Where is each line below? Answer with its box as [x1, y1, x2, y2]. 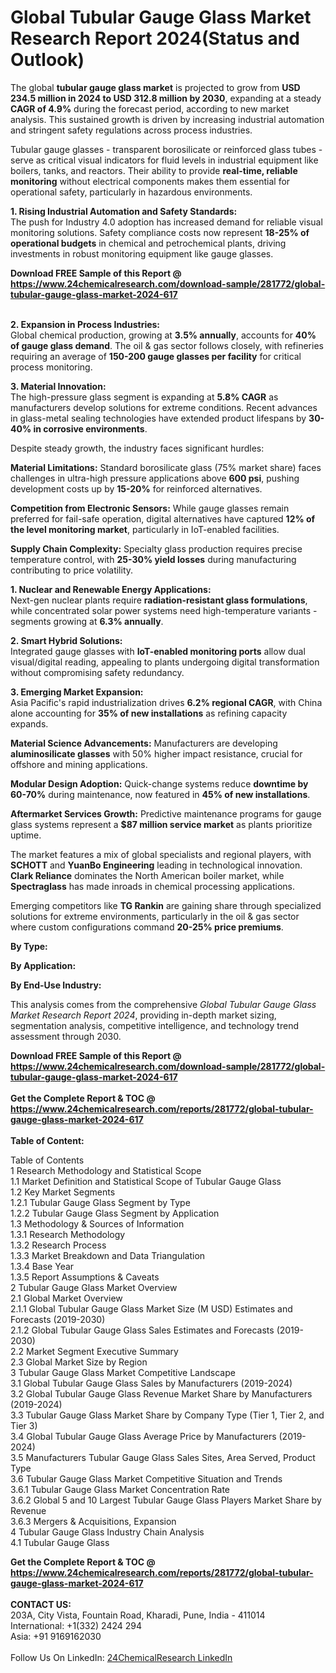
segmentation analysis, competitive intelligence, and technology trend [10, 1019, 299, 1031]
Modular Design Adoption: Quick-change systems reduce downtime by [10, 777, 309, 790]
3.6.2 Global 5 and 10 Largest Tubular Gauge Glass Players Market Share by [10, 1494, 322, 1506]
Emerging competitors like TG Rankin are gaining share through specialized [10, 899, 322, 911]
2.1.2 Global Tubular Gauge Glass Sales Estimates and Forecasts [10, 1324, 275, 1336]
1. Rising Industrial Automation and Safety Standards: [10, 205, 238, 217]
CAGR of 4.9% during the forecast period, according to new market [10, 102, 290, 115]
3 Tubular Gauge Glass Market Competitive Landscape [10, 1366, 236, 1378]
